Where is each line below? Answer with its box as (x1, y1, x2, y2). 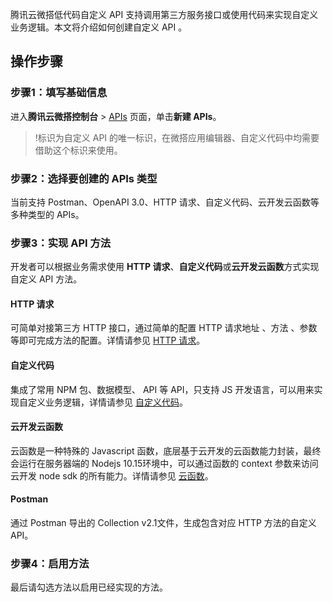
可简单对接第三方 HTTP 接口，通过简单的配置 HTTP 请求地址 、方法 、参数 (10, 322, 318, 334)
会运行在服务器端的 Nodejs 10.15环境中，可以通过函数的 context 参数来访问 (10, 457, 319, 469)
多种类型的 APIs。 (10, 208, 85, 220)
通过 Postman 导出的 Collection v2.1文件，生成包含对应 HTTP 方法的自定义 (10, 517, 317, 529)
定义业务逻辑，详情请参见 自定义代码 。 (27, 396, 188, 408)
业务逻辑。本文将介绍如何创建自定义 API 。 (10, 21, 188, 33)
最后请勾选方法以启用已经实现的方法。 (10, 581, 168, 593)
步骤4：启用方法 (10, 557, 90, 571)
